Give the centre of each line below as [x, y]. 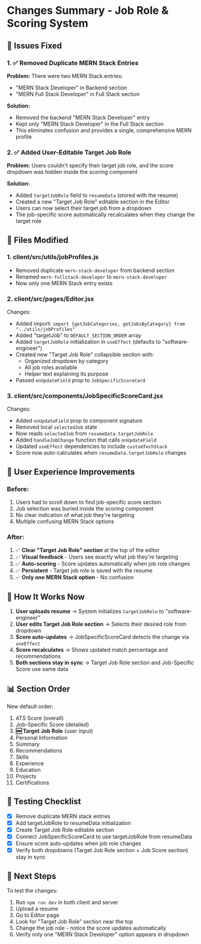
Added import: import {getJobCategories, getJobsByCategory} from [100, 324]
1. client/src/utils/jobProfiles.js [53, 257]
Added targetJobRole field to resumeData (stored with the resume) [97, 195]
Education [28, 770]
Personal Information [42, 738]
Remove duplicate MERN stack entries [63, 816]
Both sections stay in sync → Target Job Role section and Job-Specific [105, 663]
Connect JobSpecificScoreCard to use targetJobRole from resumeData [104, 836]
